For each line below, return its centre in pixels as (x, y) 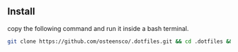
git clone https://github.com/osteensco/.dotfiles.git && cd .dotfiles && (120, 41)
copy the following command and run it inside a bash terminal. (98, 28)
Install (21, 12)
